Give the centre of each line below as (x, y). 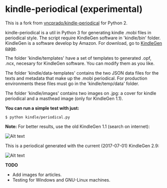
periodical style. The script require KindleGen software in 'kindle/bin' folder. (83, 38)
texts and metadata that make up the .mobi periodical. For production (76, 78)
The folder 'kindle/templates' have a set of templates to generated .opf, (78, 58)
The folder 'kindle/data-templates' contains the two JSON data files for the (82, 73)
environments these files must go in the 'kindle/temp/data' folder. (72, 84)
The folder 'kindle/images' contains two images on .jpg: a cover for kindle (81, 93)
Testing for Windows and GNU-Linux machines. (61, 180)
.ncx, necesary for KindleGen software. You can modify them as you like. (80, 63)
